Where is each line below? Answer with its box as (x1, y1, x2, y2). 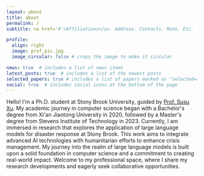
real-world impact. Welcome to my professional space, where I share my (6, 156, 188, 164)
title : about (6, 15, 39, 21)
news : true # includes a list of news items (6, 64, 123, 70)
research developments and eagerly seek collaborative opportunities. (6, 163, 180, 170)
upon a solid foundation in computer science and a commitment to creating (6, 150, 194, 157)
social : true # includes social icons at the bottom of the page (6, 81, 178, 88)
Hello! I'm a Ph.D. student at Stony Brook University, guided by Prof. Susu (6, 98, 190, 106)
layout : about (6, 8, 42, 15)
